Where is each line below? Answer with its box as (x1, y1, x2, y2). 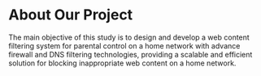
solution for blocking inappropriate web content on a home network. (8, 58, 237, 68)
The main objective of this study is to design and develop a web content (8, 32, 250, 42)
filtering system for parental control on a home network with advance (8, 40, 241, 50)
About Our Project (8, 6, 133, 24)
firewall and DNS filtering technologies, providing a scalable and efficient (8, 49, 253, 59)
